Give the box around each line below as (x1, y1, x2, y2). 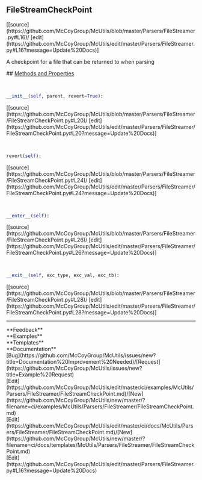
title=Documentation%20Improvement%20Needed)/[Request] (6, 358, 161, 366)
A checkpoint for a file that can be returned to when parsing (6, 58, 155, 65)
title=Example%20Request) (6, 371, 74, 378)
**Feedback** (6, 326, 43, 334)
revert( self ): (6, 153, 42, 159)
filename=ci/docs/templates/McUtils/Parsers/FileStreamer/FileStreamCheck (6, 441, 195, 449)
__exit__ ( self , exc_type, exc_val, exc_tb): (6, 272, 120, 279)
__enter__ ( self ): (6, 213, 50, 219)
